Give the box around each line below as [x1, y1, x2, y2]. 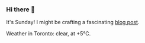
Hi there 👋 [6, 5, 36, 14]
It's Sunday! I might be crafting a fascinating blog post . [6, 19, 140, 26]
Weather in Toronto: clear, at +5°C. [6, 30, 91, 37]
